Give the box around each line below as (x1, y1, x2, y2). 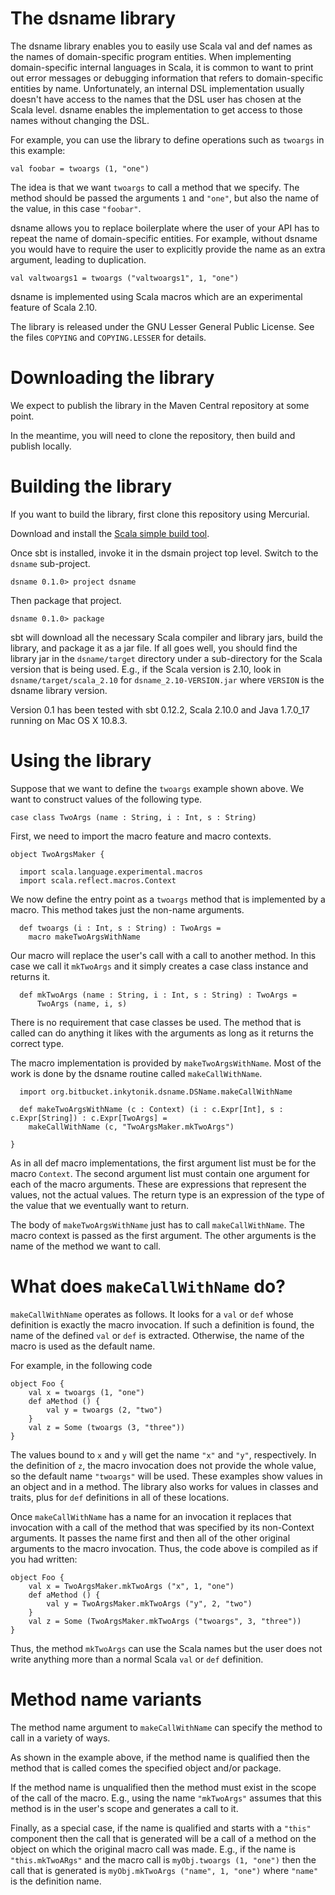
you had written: (10, 1553, 78, 1565)
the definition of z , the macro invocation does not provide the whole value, (10, 1459, 317, 1471)
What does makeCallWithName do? (10, 1275, 286, 1297)
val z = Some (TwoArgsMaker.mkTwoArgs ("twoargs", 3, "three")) (28, 1616, 302, 1626)
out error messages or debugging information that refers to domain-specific (10, 72, 324, 84)
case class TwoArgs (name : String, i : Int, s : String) (10, 812, 257, 822)
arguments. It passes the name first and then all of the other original (10, 1532, 291, 1544)
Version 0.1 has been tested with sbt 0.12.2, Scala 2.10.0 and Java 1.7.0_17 (10, 703, 310, 716)
